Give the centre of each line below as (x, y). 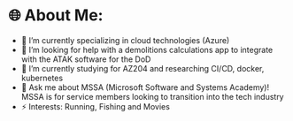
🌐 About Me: (56, 15)
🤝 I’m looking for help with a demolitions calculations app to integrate (147, 49)
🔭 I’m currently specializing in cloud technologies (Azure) (125, 40)
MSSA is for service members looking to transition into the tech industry (152, 96)
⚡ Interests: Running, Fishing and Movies (95, 106)
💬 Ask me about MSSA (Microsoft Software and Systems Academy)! (145, 87)
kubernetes (42, 78)
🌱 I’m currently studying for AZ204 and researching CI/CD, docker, (143, 68)
